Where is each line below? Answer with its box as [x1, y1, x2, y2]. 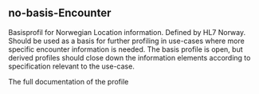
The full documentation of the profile [8, 76, 129, 86]
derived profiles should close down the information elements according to [8, 53, 251, 62]
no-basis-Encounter [8, 6, 112, 20]
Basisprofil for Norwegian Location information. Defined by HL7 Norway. [8, 27, 245, 37]
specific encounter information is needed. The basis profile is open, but [8, 44, 243, 54]
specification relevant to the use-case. [8, 61, 135, 71]
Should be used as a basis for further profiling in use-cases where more [8, 36, 245, 45]
